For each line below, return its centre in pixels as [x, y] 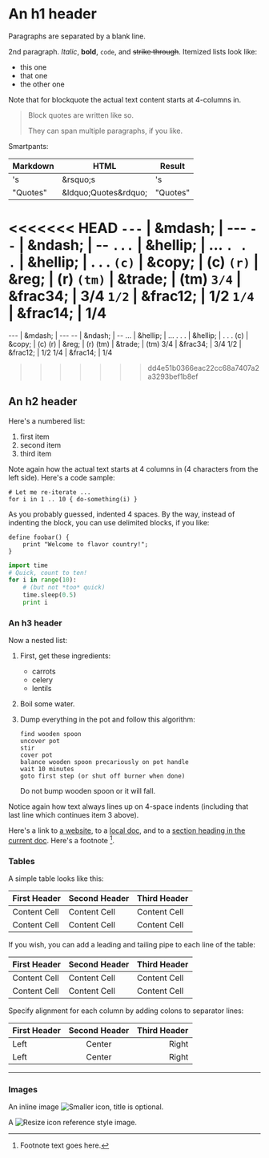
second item [40, 444]
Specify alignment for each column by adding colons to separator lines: [126, 1011]
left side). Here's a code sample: [62, 477]
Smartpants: [28, 146]
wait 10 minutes [47, 770]
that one [34, 75]
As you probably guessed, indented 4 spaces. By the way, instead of [122, 514]
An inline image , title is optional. [86, 1107]
